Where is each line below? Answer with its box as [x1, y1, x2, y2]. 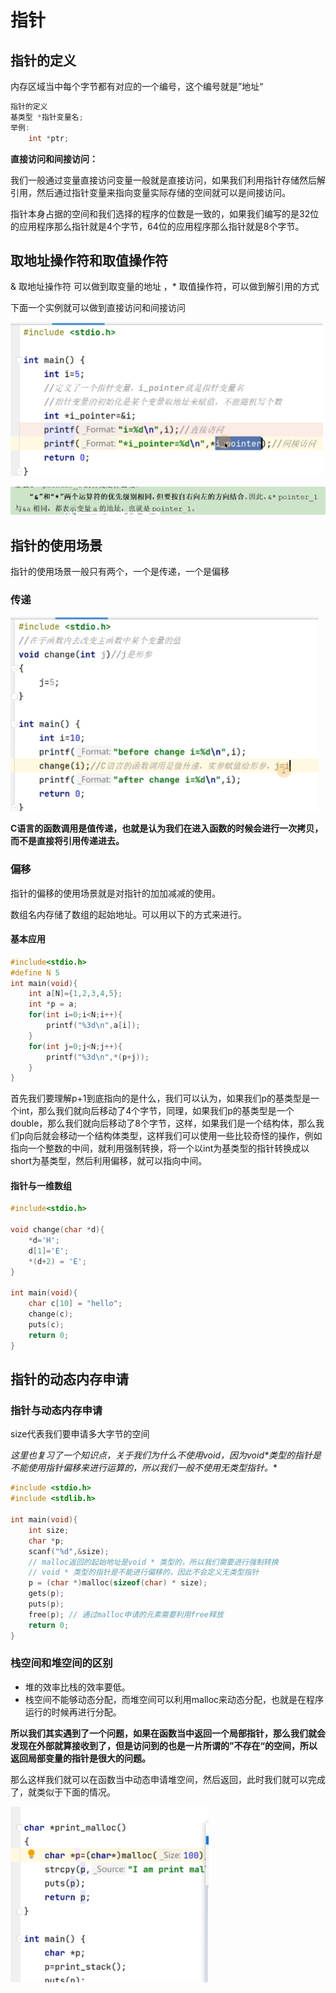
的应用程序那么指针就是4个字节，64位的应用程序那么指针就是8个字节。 [10, 220, 305, 232]
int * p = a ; [28, 999, 78, 1010]
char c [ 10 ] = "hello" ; [28, 1299, 123, 1309]
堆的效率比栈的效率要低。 [24, 1681, 131, 1693]
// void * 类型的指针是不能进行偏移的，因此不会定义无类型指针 [28, 1567, 260, 1578]
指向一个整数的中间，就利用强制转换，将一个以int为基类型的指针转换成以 [10, 1142, 310, 1155]
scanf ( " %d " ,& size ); [28, 1546, 110, 1556]
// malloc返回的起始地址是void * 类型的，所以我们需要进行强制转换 [28, 1557, 279, 1567]
